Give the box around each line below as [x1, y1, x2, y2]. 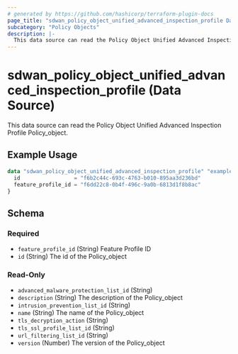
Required [7, 228, 40, 238]
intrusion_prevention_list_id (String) [17, 301, 131, 309]
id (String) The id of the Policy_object [17, 253, 127, 261]
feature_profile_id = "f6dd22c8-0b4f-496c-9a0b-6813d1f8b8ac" [13, 181, 201, 188]
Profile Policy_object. [7, 128, 69, 137]
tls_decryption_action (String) [17, 316, 108, 325]
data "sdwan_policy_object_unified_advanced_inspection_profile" [7, 167, 204, 175]
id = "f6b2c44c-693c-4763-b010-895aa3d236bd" [13, 175, 201, 182]
